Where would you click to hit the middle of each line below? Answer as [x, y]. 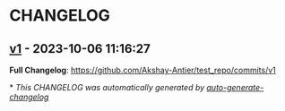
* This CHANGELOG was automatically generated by [107, 87]
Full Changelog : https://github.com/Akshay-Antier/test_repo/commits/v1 [142, 70]
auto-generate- [235, 87]
